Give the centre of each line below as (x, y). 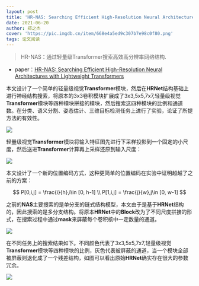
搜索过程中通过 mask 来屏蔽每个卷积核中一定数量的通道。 (91, 219)
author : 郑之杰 (23, 28)
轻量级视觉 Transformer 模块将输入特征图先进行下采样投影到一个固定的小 (95, 142)
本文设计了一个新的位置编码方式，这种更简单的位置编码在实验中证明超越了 (97, 173)
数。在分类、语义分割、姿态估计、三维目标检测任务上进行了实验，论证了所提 (99, 111)
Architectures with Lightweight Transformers (69, 76)
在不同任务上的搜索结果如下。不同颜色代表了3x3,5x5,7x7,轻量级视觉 (89, 243)
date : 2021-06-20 (28, 23)
